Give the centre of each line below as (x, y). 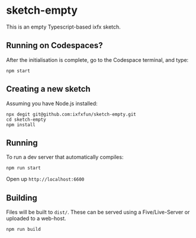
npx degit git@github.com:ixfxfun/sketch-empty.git (71, 114)
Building (22, 198)
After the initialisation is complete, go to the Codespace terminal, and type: (97, 59)
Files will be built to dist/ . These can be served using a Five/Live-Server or (98, 212)
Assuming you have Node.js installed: (52, 103)
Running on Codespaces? (54, 46)
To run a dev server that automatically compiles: (65, 157)
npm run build (24, 230)
